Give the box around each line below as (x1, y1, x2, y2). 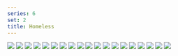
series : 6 (7, 10, 36, 17)
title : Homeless (7, 23, 54, 30)
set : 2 (7, 17, 27, 24)
